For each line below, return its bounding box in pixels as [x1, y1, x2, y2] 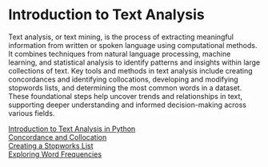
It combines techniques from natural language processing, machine [8, 49, 231, 58]
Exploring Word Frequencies [8, 149, 102, 159]
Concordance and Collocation [8, 132, 107, 141]
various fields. [8, 108, 55, 117]
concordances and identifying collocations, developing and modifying [8, 74, 238, 84]
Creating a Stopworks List [8, 141, 94, 150]
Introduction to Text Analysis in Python [8, 124, 136, 133]
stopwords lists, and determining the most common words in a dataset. [8, 82, 242, 93]
